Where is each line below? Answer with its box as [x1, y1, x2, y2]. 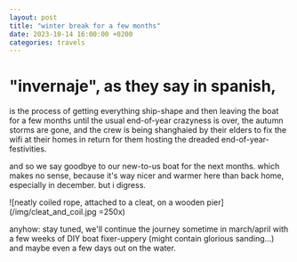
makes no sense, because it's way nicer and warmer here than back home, [9, 170, 285, 181]
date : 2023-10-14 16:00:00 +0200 [9, 29, 133, 38]
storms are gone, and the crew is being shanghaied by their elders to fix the [9, 125, 287, 135]
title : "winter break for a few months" [9, 21, 162, 30]
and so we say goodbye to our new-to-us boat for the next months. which [9, 161, 280, 172]
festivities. [9, 143, 47, 154]
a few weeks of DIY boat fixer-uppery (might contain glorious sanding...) [9, 233, 275, 244]
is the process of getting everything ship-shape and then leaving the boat [9, 106, 279, 117]
